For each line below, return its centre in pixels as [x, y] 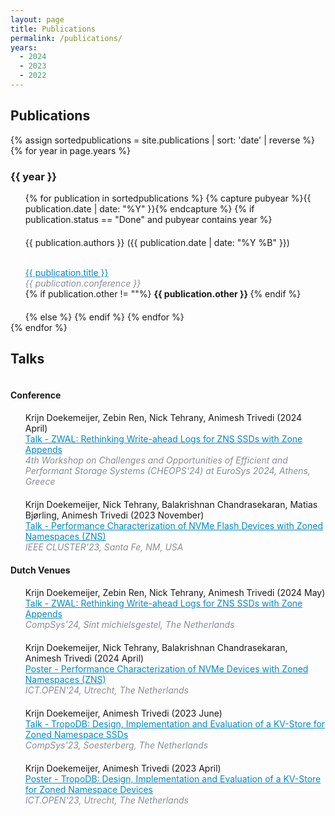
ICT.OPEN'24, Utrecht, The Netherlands [106, 690]
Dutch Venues [40, 570]
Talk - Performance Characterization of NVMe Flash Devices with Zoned [173, 525]
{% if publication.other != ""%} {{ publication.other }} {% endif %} [163, 293]
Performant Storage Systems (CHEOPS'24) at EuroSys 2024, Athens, [168, 470]
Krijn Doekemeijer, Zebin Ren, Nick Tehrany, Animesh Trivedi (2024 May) [175, 592]
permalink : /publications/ [66, 38]
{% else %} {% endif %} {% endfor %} [104, 317]
